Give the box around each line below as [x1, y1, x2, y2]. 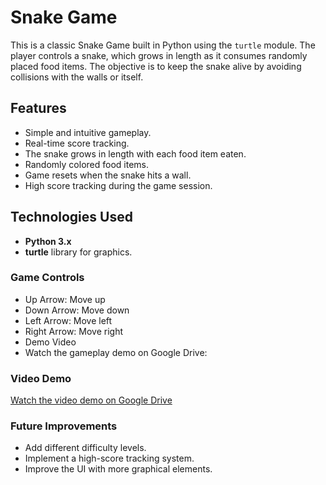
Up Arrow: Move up [24, 293, 106, 305]
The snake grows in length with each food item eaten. [24, 147, 247, 160]
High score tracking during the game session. [24, 179, 213, 191]
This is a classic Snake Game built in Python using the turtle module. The [10, 39, 316, 51]
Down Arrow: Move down [24, 304, 130, 316]
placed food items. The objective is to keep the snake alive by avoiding [10, 60, 302, 72]
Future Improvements [10, 419, 118, 433]
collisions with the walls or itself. [10, 71, 144, 83]
